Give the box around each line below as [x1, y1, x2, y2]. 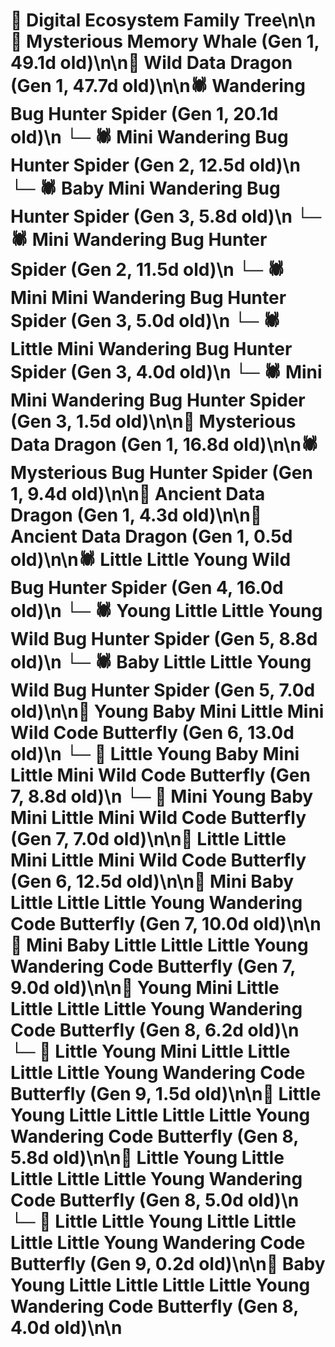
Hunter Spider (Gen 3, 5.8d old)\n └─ [10, 205, 322, 228]
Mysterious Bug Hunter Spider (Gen [10, 462, 313, 484]
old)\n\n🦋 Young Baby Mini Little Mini [10, 700, 325, 723]
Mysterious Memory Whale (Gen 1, [26, 30, 320, 53]
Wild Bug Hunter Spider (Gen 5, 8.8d [10, 628, 318, 651]
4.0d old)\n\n [10, 1317, 123, 1339]
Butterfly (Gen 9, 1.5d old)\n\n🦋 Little [10, 1083, 322, 1106]
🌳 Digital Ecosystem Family [10, 9, 240, 32]
